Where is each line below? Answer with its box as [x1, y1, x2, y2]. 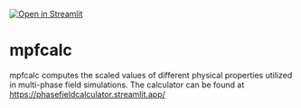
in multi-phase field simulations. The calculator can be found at [9, 79, 245, 90]
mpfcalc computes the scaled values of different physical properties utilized [9, 69, 293, 80]
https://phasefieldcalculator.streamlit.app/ [9, 88, 165, 99]
